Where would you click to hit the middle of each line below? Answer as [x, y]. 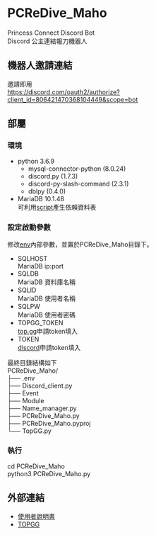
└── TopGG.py [29, 431]
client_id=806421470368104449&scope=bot [73, 99]
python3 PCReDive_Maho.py [49, 474]
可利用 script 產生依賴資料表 [57, 208]
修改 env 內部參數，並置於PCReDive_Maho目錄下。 [80, 244]
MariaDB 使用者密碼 [47, 315]
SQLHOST [32, 258]
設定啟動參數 [29, 227]
